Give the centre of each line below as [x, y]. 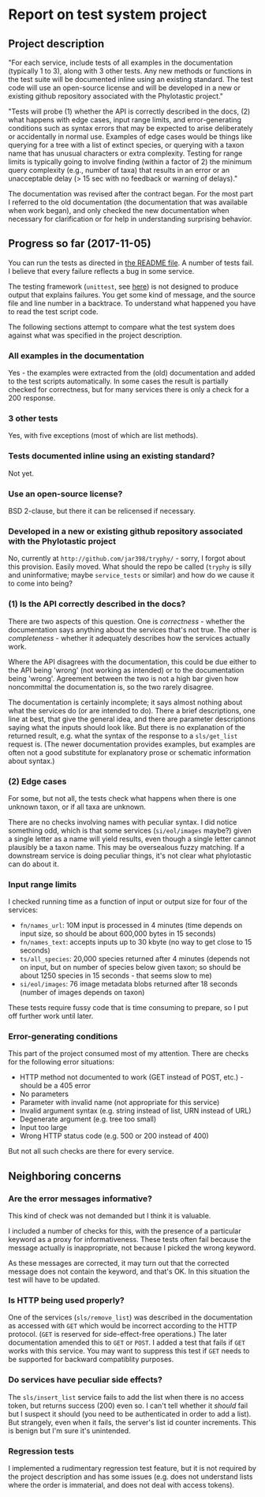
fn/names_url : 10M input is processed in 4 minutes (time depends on [131, 926]
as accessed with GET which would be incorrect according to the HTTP [123, 1326]
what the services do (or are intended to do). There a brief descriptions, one [132, 710]
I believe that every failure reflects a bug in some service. [101, 271]
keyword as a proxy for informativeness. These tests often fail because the [129, 1240]
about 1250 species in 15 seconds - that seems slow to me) [116, 975]
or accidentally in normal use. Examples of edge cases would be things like [130, 137]
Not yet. [21, 473]
